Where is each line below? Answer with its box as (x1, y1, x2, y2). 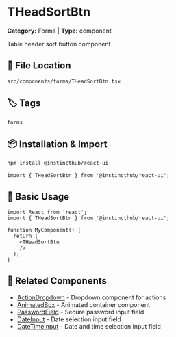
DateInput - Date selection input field (16, 315, 122, 323)
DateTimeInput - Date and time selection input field (16, 322, 161, 330)
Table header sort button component (7, 40, 111, 48)
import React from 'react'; (7, 209, 88, 216)
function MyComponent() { (7, 227, 81, 234)
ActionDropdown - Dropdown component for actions (16, 293, 166, 301)
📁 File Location (7, 59, 71, 72)
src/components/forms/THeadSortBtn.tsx (7, 78, 121, 85)
